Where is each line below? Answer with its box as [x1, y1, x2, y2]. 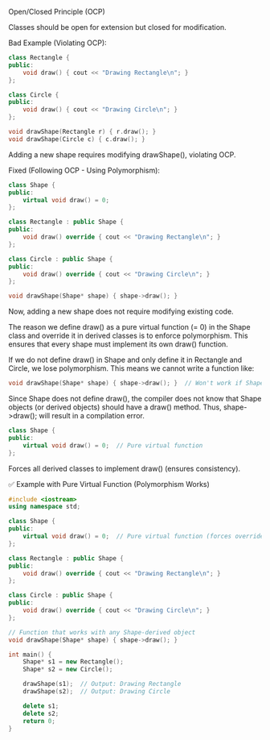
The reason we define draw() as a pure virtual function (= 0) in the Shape [8, 322, 251, 332]
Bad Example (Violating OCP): [8, 38, 107, 48]
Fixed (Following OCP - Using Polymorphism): [8, 165, 161, 175]
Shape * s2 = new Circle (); [22, 665, 113, 674]
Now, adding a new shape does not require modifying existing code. [8, 306, 235, 317]
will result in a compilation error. [39, 411, 145, 420]
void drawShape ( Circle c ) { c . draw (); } [8, 135, 146, 143]
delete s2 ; [22, 709, 59, 717]
